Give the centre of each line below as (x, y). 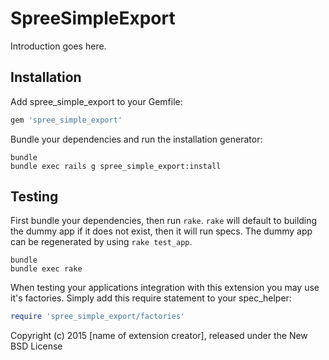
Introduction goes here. (58, 46)
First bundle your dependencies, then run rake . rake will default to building (164, 221)
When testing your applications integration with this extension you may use (165, 288)
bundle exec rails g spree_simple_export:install (116, 166)
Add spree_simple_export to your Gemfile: (96, 101)
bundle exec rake (46, 269)
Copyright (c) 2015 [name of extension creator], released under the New (159, 336)
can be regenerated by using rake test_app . (101, 242)
